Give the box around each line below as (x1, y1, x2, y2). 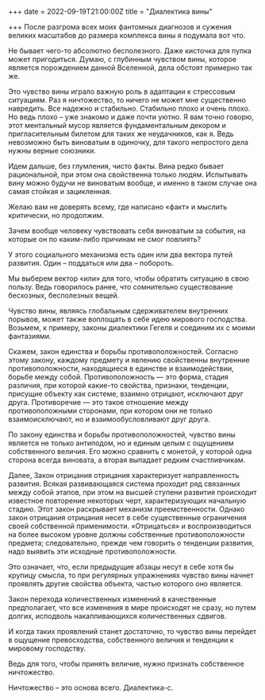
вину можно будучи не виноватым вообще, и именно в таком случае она (8, 178, 258, 188)
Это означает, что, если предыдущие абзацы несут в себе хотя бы (8, 562, 234, 571)
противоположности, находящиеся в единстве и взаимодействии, (8, 364, 234, 373)
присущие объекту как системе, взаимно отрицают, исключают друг (8, 389, 244, 399)
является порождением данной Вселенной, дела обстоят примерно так (8, 63, 252, 72)
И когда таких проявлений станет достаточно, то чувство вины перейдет (8, 627, 257, 636)
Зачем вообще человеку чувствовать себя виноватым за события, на (8, 226, 246, 235)
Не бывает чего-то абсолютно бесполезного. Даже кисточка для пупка (8, 46, 252, 55)
